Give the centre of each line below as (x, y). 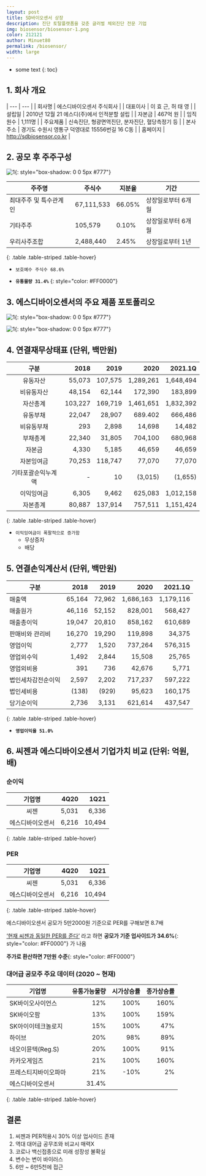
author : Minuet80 (29, 41)
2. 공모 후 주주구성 (39, 157)
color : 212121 (25, 35)
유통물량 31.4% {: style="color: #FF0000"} (67, 281)
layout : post (23, 12)
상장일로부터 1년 (169, 242)
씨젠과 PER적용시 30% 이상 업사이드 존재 (65, 1136)
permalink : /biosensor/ (37, 47)
